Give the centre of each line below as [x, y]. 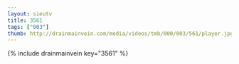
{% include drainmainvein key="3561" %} [68, 53]
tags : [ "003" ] [28, 27]
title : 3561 [25, 20]
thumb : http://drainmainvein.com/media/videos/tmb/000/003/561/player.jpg [121, 33]
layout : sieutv [30, 14]
